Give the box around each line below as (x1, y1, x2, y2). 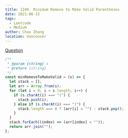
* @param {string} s (7, 61, 49, 66)
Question (5, 47, 23, 53)
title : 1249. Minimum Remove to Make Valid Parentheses (5, 7, 120, 12)
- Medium (9, 25, 27, 30)
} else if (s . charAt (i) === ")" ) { (14, 102, 85, 107)
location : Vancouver (5, 34, 47, 39)
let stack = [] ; (9, 79, 42, 84)
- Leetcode (9, 20, 31, 26)
